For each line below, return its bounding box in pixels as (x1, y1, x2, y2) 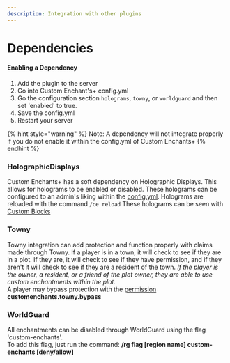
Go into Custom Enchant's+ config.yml (17, 86, 129, 95)
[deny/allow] (36, 348, 75, 356)
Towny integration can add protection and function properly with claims (7, 240, 213, 249)
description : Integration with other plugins (7, 10, 141, 17)
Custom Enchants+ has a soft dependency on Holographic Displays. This (7, 178, 217, 186)
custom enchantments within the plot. (7, 277, 116, 286)
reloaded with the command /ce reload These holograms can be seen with (7, 200, 224, 208)
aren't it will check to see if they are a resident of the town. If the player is (7, 263, 218, 271)
